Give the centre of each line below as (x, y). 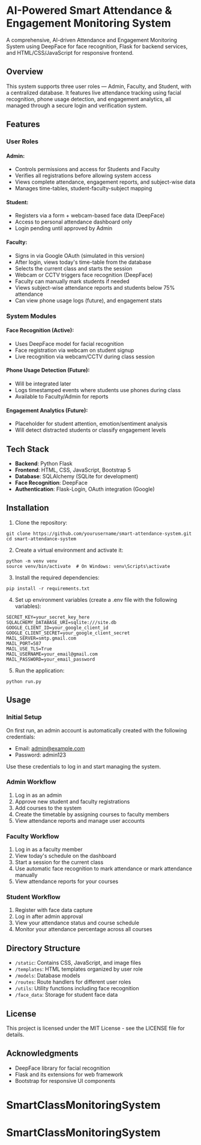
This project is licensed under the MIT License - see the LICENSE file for (95, 1028)
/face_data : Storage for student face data (66, 995)
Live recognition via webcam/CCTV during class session (85, 357)
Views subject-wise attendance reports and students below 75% (95, 287)
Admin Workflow (31, 782)
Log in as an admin (38, 795)
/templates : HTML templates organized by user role (79, 969)
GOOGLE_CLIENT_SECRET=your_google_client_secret (68, 633)
